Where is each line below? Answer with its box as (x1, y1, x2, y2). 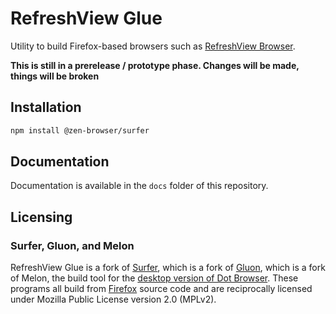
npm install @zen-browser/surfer (10, 125, 150, 136)
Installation (10, 99, 82, 116)
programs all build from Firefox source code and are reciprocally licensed (10, 283, 313, 295)
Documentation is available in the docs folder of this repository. (10, 180, 269, 192)
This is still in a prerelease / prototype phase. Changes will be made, (10, 59, 300, 71)
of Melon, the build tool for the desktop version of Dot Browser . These (10, 272, 299, 284)
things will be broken (10, 70, 100, 82)
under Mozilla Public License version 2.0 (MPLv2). (10, 293, 217, 306)
